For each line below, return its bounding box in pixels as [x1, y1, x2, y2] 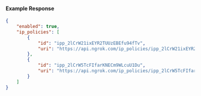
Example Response [5, 5, 55, 12]
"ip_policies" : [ [16, 29, 60, 35]
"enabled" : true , [16, 24, 60, 30]
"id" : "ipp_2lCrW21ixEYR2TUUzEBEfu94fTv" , [37, 40, 146, 46]
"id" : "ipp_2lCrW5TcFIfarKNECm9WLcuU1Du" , [37, 63, 146, 69]
